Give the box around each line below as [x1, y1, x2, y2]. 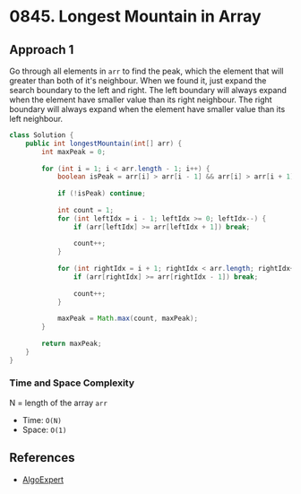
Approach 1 [9, 42, 74, 57]
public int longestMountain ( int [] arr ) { [25, 139, 182, 148]
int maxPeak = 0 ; [41, 147, 106, 156]
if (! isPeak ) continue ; [56, 189, 146, 198]
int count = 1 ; [56, 205, 115, 214]
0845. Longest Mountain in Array [9, 6, 262, 27]
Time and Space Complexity [9, 377, 135, 389]
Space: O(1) [21, 424, 67, 435]
